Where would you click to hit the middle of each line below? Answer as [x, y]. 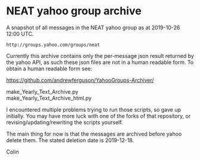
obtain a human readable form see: [49, 68]
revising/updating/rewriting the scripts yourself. [65, 122]
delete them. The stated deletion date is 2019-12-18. [70, 140]
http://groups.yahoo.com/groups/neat [53, 45]
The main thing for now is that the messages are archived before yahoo [94, 134]
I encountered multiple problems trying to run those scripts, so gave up [93, 109]
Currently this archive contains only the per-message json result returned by [100, 56]
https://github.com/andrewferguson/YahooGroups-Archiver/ [80, 80]
